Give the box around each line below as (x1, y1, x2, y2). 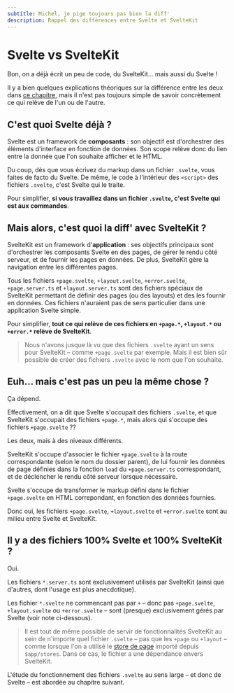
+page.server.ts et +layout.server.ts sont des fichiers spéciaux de (7, 284, 203, 293)
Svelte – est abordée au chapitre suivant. (7, 678, 125, 686)
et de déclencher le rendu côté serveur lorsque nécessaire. (7, 472, 178, 480)
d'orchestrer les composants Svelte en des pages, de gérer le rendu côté (7, 248, 218, 256)
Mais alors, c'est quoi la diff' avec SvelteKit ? (7, 222, 207, 234)
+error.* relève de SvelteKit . (7, 327, 92, 336)
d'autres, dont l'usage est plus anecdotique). (7, 585, 136, 594)
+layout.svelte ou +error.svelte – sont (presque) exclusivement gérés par (7, 606, 224, 615)
